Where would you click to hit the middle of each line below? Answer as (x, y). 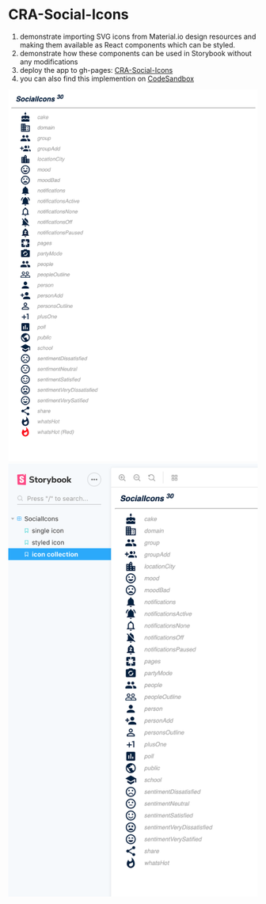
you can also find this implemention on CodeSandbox (107, 78)
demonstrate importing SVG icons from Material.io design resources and (138, 36)
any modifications (49, 62)
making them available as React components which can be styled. (127, 44)
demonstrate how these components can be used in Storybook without (135, 53)
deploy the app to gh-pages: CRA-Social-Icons (96, 70)
